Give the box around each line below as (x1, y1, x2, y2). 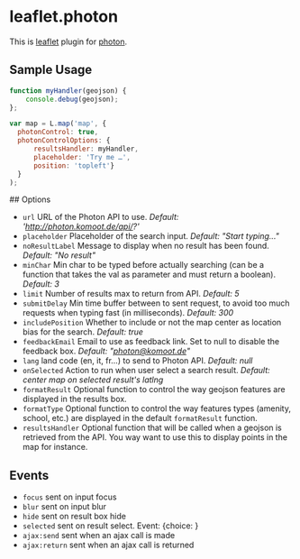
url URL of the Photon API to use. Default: (22, 212, 179, 223)
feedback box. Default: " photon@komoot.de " (22, 345, 191, 357)
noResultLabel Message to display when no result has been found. (22, 241, 270, 252)
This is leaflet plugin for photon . (9, 36, 128, 47)
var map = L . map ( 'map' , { (9, 119, 106, 128)
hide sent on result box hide (22, 511, 126, 522)
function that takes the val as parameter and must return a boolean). (22, 269, 277, 280)
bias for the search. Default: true (22, 326, 144, 337)
